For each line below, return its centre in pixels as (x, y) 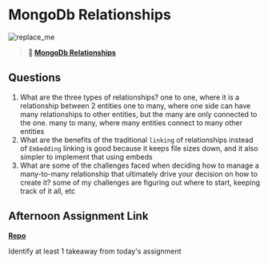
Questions (35, 78)
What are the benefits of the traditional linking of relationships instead (136, 140)
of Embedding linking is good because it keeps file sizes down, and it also (139, 148)
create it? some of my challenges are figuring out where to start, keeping (140, 182)
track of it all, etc (48, 191)
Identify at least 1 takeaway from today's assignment (95, 251)
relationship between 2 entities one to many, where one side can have (135, 105)
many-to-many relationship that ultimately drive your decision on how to (139, 173)
